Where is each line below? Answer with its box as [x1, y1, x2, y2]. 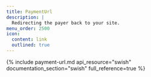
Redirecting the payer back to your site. [11, 20, 120, 26]
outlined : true [11, 42, 50, 48]
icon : [6, 31, 20, 37]
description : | [6, 14, 45, 20]
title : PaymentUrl [6, 8, 53, 15]
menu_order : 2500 [6, 25, 50, 32]
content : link [11, 36, 47, 42]
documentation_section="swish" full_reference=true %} [6, 64, 146, 72]
